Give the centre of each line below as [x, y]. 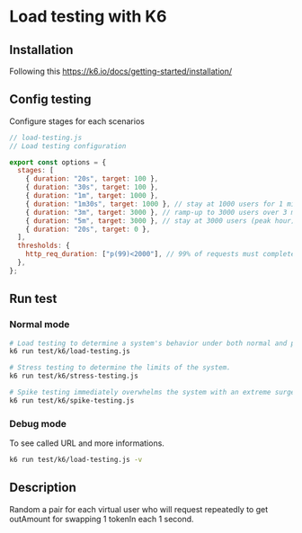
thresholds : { [44, 246]
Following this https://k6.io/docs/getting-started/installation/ [121, 71]
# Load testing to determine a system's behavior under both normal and [148, 343]
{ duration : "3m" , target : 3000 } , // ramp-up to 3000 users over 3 [156, 212]
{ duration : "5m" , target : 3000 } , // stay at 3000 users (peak [148, 221]
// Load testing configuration [68, 146]
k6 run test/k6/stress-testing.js [74, 376]
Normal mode [40, 324]
